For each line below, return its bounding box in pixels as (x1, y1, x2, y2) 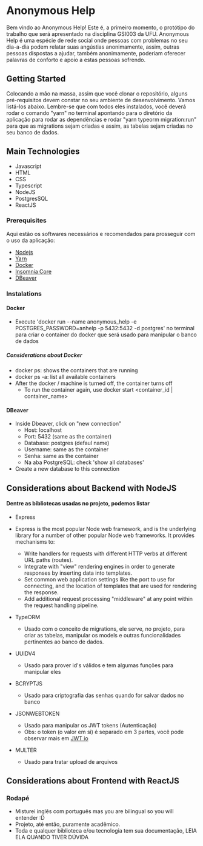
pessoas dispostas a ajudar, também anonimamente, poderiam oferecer (6, 49, 186, 57)
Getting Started (6, 74, 66, 84)
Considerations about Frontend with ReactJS (6, 776, 180, 786)
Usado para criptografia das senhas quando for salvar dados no (24, 692, 184, 699)
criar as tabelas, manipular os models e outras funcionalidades (24, 631, 181, 639)
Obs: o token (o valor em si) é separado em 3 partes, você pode (24, 728, 184, 735)
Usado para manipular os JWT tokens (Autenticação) (24, 721, 157, 729)
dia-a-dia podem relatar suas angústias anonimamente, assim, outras (6, 43, 180, 50)
